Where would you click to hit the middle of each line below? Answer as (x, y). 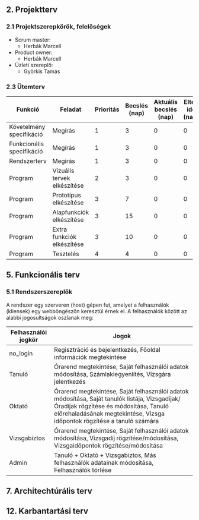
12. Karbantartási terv (47, 511)
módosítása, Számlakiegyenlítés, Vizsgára (113, 374)
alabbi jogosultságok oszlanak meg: (50, 317)
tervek (61, 178)
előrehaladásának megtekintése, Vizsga (109, 414)
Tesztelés (66, 254)
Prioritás (107, 109)
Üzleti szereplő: (34, 65)
